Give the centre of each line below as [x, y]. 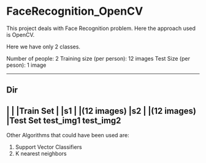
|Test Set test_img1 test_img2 [64, 120]
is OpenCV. [21, 34]
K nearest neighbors [41, 154]
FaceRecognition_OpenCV [75, 11]
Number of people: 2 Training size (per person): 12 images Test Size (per [98, 58]
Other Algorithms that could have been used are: [68, 135]
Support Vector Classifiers [48, 147]
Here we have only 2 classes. [44, 47]
